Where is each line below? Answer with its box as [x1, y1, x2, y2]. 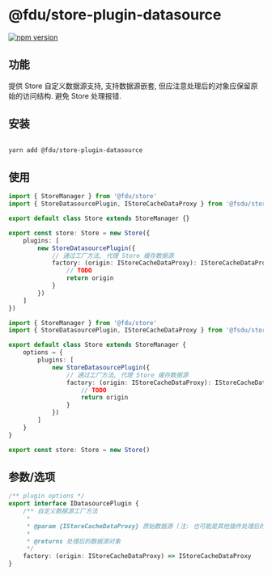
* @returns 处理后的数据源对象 [26, 537, 121, 545]
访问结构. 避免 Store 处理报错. [22, 91, 121, 100]
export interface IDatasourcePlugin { [8, 500, 139, 508]
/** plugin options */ [8, 492, 85, 501]
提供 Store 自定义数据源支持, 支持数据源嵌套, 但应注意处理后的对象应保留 [8, 81, 251, 91]
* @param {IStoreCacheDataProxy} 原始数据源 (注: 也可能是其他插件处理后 [26, 522, 260, 531]
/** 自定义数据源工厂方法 [23, 507, 99, 515]
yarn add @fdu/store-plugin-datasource [8, 146, 143, 154]
